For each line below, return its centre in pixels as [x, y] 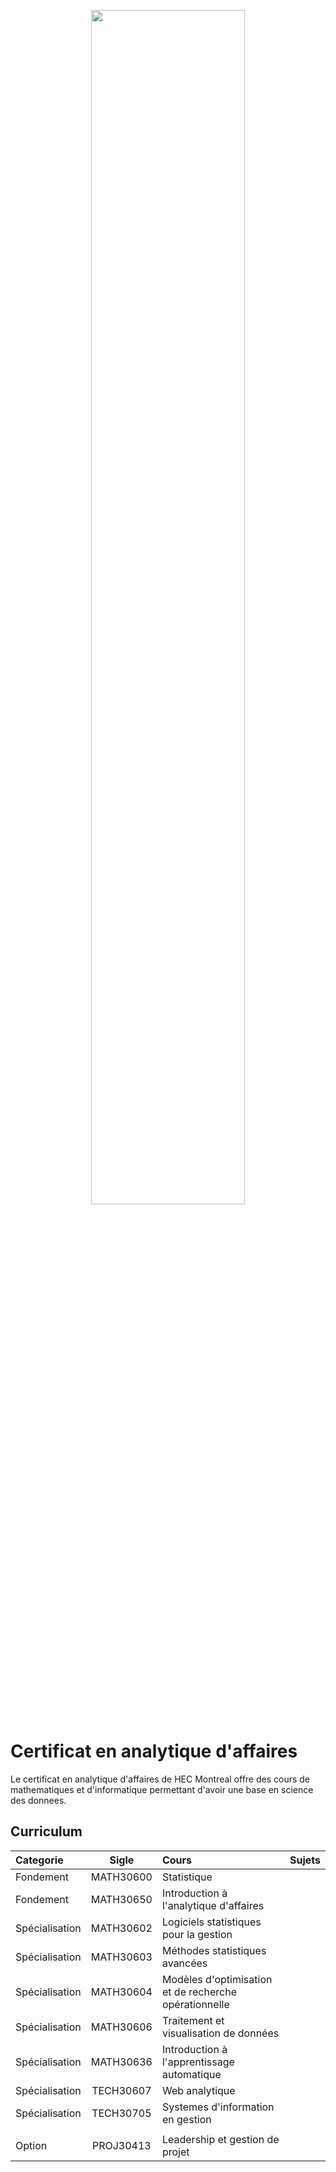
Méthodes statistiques [214, 1950]
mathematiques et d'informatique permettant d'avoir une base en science [162, 1789]
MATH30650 [121, 1899]
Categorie [39, 1860]
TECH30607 [121, 2090]
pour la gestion [197, 1934]
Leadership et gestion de [220, 2139]
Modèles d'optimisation [217, 1979]
